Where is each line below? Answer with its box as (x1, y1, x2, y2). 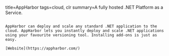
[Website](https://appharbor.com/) (5, 46, 80, 51)
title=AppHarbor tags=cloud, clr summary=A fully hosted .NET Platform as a (5, 5, 163, 10)
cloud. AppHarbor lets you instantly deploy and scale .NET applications (5, 28, 164, 33)
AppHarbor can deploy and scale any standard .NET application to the (5, 24, 157, 29)
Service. (5, 10, 23, 16)
